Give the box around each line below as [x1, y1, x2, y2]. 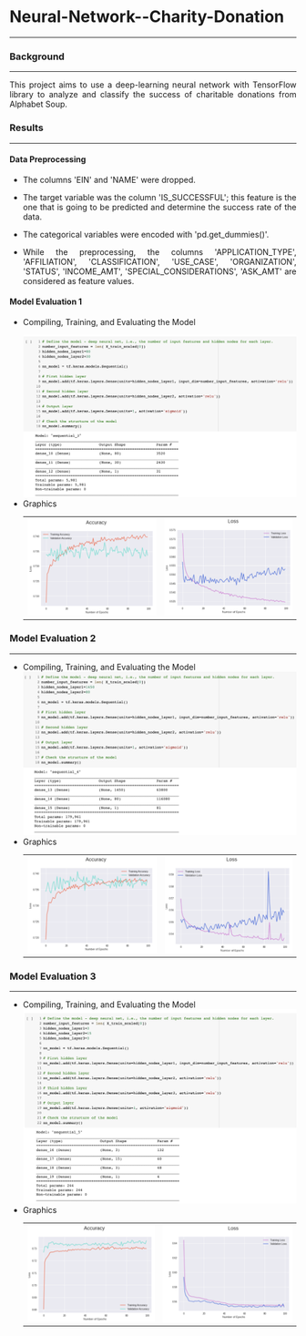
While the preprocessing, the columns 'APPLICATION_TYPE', [22, 246, 297, 257]
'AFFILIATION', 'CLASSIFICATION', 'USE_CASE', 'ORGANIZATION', [22, 256, 297, 267]
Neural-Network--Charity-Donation [9, 6, 285, 27]
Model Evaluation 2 [9, 632, 97, 645]
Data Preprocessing [9, 154, 87, 165]
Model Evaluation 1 [9, 296, 83, 307]
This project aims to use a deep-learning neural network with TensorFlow [9, 79, 297, 90]
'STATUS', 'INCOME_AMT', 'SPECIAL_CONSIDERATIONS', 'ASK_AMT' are [22, 266, 297, 277]
